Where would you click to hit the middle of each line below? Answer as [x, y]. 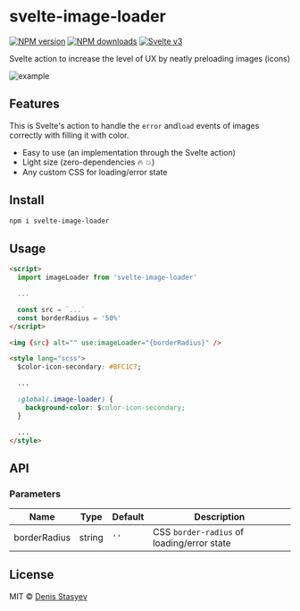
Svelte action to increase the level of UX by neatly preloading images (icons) [150, 58]
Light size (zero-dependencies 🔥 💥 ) [88, 162]
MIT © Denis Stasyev [48, 596]
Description [220, 517]
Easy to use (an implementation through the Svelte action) [129, 152]
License [32, 575]
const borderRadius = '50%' [70, 318]
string [92, 538]
